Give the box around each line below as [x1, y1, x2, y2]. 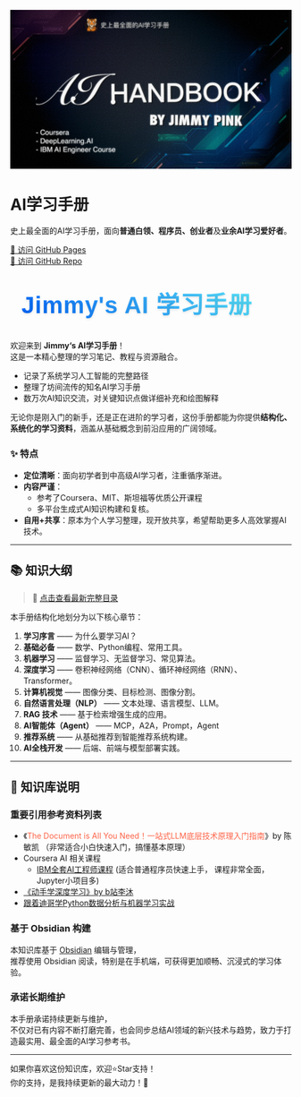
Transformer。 [22, 675, 78, 686]
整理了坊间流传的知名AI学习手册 [22, 381, 141, 392]
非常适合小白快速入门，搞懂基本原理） [48, 842, 190, 853]
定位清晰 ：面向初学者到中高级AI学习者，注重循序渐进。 [22, 469, 227, 480]
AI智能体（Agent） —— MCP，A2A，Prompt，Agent [22, 720, 220, 731]
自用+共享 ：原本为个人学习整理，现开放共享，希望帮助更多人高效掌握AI [22, 514, 287, 525]
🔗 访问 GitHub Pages [10, 244, 87, 255]
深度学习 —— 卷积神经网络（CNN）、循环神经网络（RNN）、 [22, 664, 243, 674]
